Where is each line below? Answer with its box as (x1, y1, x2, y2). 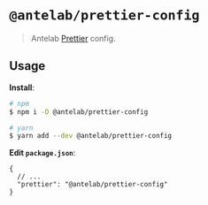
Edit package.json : (9, 148, 76, 158)
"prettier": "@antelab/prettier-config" (17, 180, 168, 189)
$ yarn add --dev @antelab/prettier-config (9, 132, 173, 140)
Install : (9, 82, 35, 93)
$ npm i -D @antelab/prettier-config (9, 107, 149, 117)
